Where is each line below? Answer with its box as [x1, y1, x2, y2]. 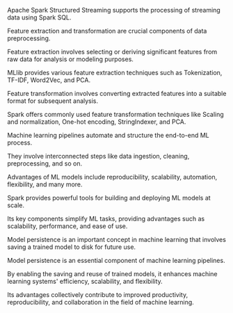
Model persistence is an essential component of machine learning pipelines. [7, 257, 225, 264]
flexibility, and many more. [7, 180, 83, 188]
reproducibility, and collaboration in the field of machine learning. [7, 298, 195, 306]
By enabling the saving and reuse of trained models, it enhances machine [7, 270, 218, 278]
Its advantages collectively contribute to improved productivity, [7, 291, 188, 298]
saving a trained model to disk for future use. [7, 243, 136, 251]
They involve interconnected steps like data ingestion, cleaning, [7, 152, 190, 160]
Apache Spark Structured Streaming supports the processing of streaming [7, 6, 220, 14]
